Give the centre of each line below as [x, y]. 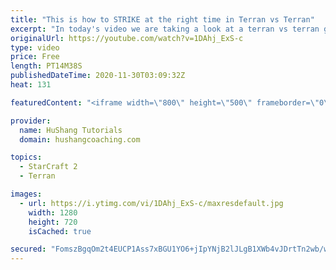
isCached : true [60, 231]
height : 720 [53, 222]
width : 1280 [53, 212]
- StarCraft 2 [48, 167]
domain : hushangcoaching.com [80, 139]
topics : [26, 157]
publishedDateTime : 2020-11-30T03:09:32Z [98, 76]
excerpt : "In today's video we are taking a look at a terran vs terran [165, 29]
